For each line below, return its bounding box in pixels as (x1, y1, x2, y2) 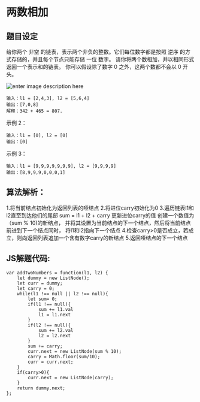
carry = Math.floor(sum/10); (28, 353, 101, 359)
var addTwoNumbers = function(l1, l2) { (6, 270, 109, 276)
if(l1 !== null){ (28, 301, 71, 307)
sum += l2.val (38, 327, 74, 333)
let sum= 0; (28, 296, 58, 302)
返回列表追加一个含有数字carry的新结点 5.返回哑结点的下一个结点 (26, 234, 188, 241)
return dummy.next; (17, 385, 66, 391)
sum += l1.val (38, 306, 74, 312)
